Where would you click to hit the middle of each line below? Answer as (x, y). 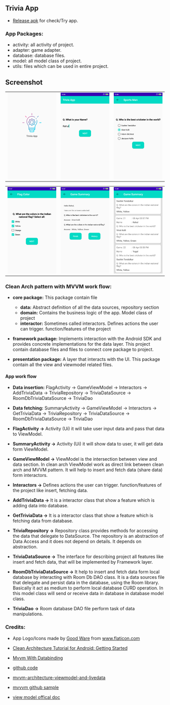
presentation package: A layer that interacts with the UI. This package (86, 359)
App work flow (21, 376)
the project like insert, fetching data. (50, 491)
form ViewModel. (31, 449)
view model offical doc (36, 697)
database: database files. (39, 56)
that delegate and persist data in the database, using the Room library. (86, 583)
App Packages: (24, 33)
